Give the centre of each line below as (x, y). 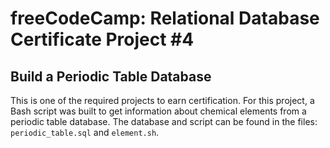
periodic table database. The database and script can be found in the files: (164, 121)
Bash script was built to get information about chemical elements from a (158, 111)
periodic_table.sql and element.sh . (85, 132)
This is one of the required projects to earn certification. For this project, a (162, 100)
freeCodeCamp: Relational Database (165, 18)
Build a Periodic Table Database (111, 76)
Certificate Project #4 (102, 39)
